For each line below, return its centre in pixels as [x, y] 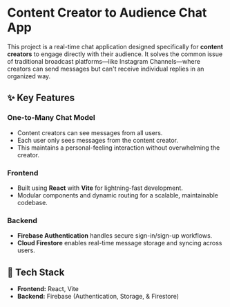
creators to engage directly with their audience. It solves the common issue [115, 54]
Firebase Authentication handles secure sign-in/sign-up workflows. [115, 236]
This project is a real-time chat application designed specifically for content [115, 46]
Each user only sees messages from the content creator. [97, 140]
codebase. [32, 202]
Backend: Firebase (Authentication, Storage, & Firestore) [98, 297]
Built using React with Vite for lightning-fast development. [100, 188]
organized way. [29, 76]
